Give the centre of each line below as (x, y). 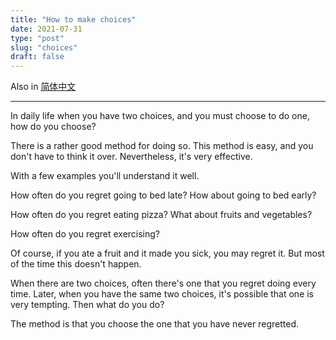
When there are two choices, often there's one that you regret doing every (163, 283)
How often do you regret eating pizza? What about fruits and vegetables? (161, 215)
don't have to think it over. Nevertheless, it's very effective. (131, 157)
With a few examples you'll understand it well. (105, 176)
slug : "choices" (44, 47)
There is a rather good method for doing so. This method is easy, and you (162, 146)
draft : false (37, 57)
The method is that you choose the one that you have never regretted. (155, 324)
